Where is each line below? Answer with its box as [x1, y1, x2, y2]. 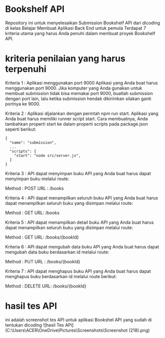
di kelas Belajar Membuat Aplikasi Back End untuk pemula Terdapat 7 [5, 25, 146, 31]
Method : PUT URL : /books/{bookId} [5, 258, 80, 264]
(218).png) [128, 327, 150, 333]
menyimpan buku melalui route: [5, 176, 69, 182]
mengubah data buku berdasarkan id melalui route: [5, 249, 110, 255]
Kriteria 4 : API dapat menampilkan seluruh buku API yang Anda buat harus [5, 194, 159, 201]
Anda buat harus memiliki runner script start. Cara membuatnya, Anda [5, 115, 148, 122]
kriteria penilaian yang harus [5, 53, 125, 64]
